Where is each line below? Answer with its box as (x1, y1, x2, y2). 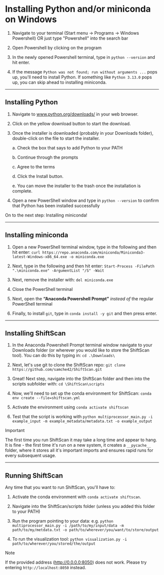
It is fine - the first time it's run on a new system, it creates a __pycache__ (5, 442, 151, 448)
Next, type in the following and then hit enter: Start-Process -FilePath (12, 263, 155, 269)
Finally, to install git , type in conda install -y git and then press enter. (12, 310, 158, 316)
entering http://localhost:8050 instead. (5, 565, 86, 571)
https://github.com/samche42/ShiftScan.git (12, 367, 102, 372)
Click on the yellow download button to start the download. (12, 120, 131, 126)
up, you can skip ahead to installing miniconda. (12, 79, 107, 85)
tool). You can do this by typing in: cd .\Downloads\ (12, 353, 115, 359)
